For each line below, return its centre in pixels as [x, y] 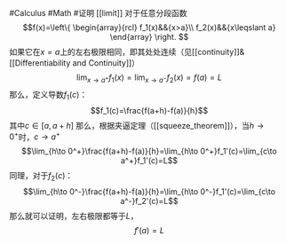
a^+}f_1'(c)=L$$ [149, 161]
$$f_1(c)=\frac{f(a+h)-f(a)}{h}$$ [149, 110]
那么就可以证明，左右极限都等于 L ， [74, 216]
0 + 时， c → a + [35, 136]
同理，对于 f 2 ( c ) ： [41, 177]
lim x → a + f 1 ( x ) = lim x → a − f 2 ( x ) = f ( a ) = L [149, 78]
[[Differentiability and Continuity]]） [75, 63]
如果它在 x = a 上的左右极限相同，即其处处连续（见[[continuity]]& [127, 52]
